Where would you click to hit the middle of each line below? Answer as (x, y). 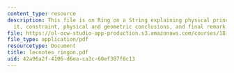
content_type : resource (42, 14)
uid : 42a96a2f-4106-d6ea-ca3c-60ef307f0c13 (71, 59)
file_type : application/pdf (48, 40)
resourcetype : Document (42, 46)
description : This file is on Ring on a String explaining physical (109, 20)
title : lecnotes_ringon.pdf (48, 53)
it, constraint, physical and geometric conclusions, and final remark (120, 26)
